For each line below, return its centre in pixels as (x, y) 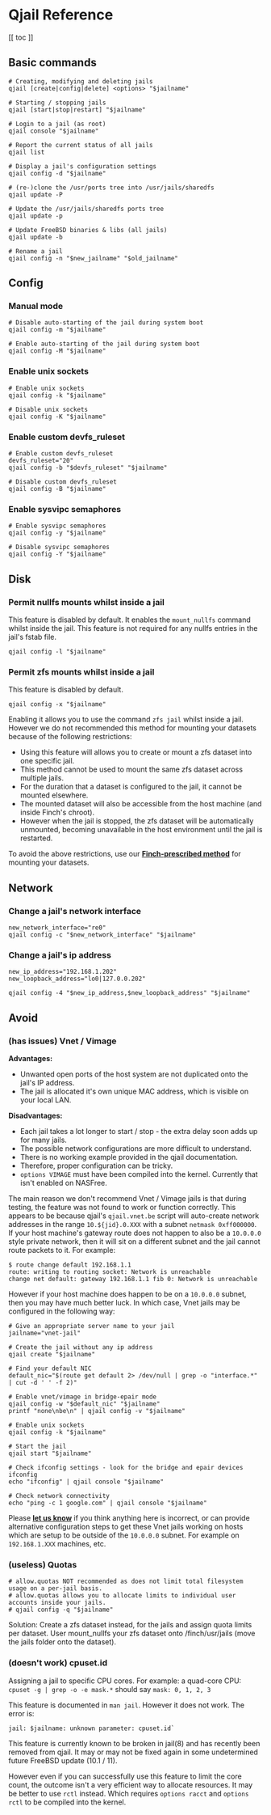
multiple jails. (42, 778)
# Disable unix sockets (48, 409)
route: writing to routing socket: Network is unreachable (110, 1271)
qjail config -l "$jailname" (57, 652)
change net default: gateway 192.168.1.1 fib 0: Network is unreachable (133, 1279)
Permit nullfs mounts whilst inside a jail (87, 602)
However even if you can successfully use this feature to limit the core (125, 1776)
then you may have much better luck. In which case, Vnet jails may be (124, 1302)
